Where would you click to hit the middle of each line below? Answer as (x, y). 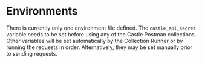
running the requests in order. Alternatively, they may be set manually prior (99, 47)
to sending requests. (32, 53)
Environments (42, 11)
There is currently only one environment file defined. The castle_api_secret (101, 28)
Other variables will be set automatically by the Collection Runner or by (95, 41)
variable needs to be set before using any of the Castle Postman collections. (101, 34)
